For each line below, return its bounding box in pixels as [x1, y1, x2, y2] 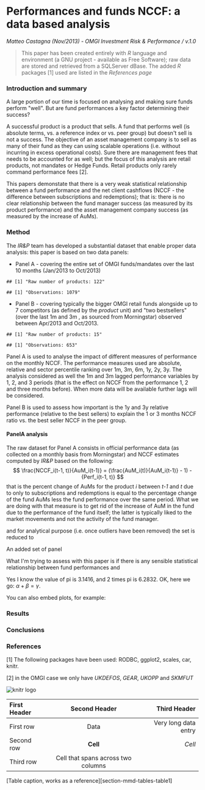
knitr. [6, 662, 20, 670]
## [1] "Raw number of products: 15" [6, 331, 103, 338]
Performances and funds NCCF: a [6, 4, 181, 18]
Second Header [70, 704, 117, 713]
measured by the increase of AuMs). [6, 213, 98, 220]
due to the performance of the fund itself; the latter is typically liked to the [6, 509, 192, 516]
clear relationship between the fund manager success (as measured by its [6, 200, 193, 207]
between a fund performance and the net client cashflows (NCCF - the [6, 186, 184, 194]
